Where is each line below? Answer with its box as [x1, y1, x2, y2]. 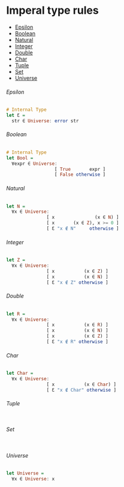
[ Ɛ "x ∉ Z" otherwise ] [46, 279, 109, 285]
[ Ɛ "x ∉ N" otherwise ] [46, 226, 119, 232]
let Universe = [6, 470, 44, 477]
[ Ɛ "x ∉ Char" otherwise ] [46, 387, 117, 393]
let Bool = [6, 155, 34, 161]
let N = [6, 203, 26, 209]
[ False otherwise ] [54, 172, 106, 178]
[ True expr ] [54, 166, 106, 172]
